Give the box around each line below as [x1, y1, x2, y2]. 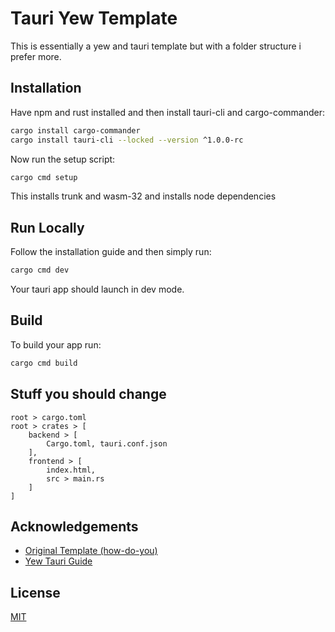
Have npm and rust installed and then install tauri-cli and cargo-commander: [10, 106, 325, 118]
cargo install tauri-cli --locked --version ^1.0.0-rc [10, 135, 244, 145]
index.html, [46, 465, 97, 475]
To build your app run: [10, 338, 102, 351]
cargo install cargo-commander [10, 125, 141, 136]
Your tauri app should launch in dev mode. [10, 283, 185, 296]
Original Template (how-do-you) [24, 545, 158, 557]
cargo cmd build [10, 358, 78, 368]
